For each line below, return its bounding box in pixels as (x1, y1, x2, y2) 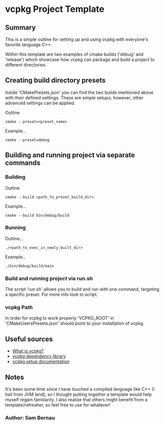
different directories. (5, 62, 47, 68)
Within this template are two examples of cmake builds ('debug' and (5, 51, 144, 57)
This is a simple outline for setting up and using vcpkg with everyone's (5, 36, 149, 42)
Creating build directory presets (5, 76, 106, 85)
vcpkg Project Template (5, 3, 105, 15)
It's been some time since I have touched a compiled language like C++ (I (5, 386, 155, 392)
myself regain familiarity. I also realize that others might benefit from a (5, 397, 148, 403)
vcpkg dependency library (12, 354, 66, 359)
